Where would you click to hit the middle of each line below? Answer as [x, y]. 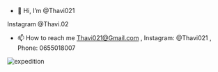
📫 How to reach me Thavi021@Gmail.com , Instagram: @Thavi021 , [114, 38]
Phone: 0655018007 [46, 48]
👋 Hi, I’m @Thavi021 [46, 11]
